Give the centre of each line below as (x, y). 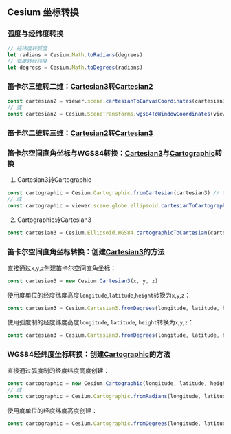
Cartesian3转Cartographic (54, 180)
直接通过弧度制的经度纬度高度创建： (58, 371)
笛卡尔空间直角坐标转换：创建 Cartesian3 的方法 (86, 251)
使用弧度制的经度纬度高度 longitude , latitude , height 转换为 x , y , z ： (101, 322)
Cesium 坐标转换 (43, 12)
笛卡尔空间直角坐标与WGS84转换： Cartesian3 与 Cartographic (111, 153)
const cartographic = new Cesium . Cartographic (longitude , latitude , (107, 384)
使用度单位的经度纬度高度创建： (52, 410)
